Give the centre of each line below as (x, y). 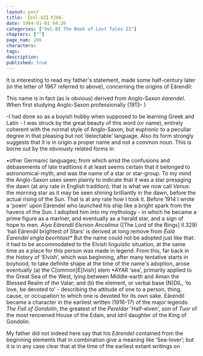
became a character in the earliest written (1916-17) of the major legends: (98, 302)
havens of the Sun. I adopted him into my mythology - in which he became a (101, 212)
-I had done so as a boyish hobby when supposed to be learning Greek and (101, 116)
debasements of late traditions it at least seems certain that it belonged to (98, 167)
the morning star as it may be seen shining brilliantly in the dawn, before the (101, 192)
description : (23, 57)
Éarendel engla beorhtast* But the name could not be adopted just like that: (101, 238)
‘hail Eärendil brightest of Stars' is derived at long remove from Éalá (91, 231)
